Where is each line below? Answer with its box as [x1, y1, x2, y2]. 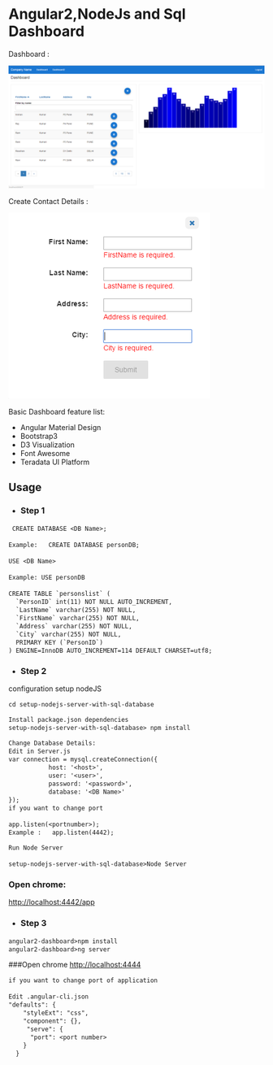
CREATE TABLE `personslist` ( [8, 589, 111, 598]
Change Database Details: [8, 739, 96, 748]
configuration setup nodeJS [8, 684, 102, 693]
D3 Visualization [19, 440, 76, 450]
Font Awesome [19, 449, 71, 459]
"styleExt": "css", [23, 1009, 89, 1017]
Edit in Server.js [8, 747, 71, 756]
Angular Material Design [19, 423, 102, 433]
